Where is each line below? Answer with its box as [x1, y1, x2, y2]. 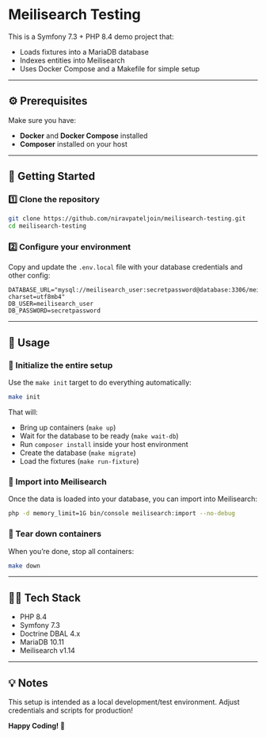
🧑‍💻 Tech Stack [8, 591, 82, 604]
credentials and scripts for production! [8, 705, 133, 715]
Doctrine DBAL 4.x [19, 629, 81, 639]
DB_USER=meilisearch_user [8, 300, 93, 308]
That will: [8, 407, 38, 417]
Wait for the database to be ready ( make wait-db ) [19, 431, 180, 441]
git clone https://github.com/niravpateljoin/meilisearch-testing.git [8, 215, 246, 223]
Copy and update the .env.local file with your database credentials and [8, 262, 243, 272]
